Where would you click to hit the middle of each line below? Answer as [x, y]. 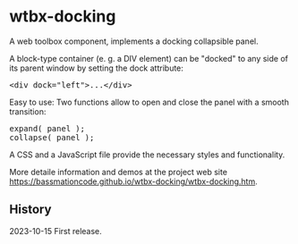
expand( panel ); [47, 128]
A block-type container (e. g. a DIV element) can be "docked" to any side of [149, 58]
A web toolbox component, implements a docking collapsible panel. [134, 41]
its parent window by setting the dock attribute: [96, 68]
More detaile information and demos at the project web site [119, 172]
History [30, 210]
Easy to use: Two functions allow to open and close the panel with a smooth [149, 102]
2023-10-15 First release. [56, 231]
